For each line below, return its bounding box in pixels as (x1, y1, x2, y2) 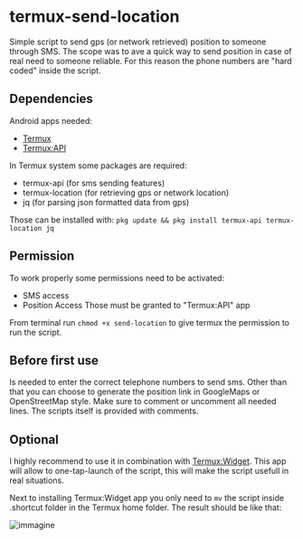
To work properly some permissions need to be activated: (9, 272, 224, 283)
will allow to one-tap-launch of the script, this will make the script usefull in (9, 466, 289, 477)
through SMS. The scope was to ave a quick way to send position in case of (9, 45, 292, 56)
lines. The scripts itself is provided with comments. (9, 405, 199, 417)
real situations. (9, 475, 65, 486)
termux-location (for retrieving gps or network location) (22, 187, 230, 198)
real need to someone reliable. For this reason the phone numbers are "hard (9, 55, 292, 66)
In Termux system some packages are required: (9, 160, 187, 171)
